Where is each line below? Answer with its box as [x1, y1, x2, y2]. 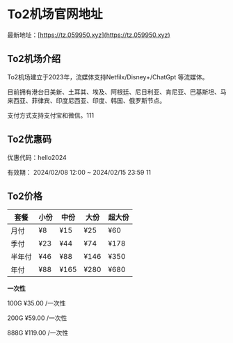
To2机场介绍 [7, 53, 61, 65]
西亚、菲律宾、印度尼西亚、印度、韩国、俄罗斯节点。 [13, 96, 166, 104]
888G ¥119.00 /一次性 [7, 328, 69, 337]
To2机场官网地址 [7, 6, 103, 22]
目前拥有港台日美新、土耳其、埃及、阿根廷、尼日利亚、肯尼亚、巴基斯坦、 [7, 88, 220, 96]
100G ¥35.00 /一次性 [7, 299, 66, 308]
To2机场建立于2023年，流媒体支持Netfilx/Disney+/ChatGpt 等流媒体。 [7, 72, 209, 81]
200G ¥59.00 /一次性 [7, 314, 67, 322]
